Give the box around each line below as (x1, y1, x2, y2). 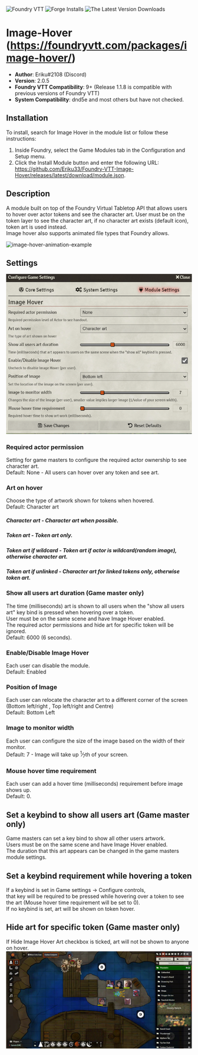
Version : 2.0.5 (14, 77, 50, 84)
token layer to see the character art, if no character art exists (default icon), (6, 217, 189, 224)
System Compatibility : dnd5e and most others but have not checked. (14, 96, 184, 103)
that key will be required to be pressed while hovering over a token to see (6, 893, 184, 900)
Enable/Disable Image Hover (6, 649, 90, 657)
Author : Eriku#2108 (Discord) (14, 71, 87, 78)
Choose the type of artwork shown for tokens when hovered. (6, 497, 154, 504)
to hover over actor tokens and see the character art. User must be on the (6, 210, 186, 218)
